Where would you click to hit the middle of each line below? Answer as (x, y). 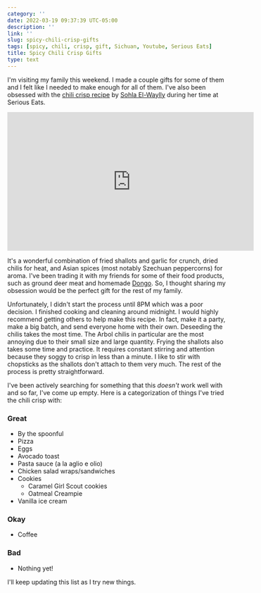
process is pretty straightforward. (56, 371)
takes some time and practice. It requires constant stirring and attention (111, 349)
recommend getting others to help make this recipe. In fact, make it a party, (116, 319)
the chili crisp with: (34, 400)
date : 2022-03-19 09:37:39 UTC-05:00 (63, 20)
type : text (23, 60)
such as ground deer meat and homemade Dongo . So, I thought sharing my (117, 283)
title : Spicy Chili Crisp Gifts (55, 54)
